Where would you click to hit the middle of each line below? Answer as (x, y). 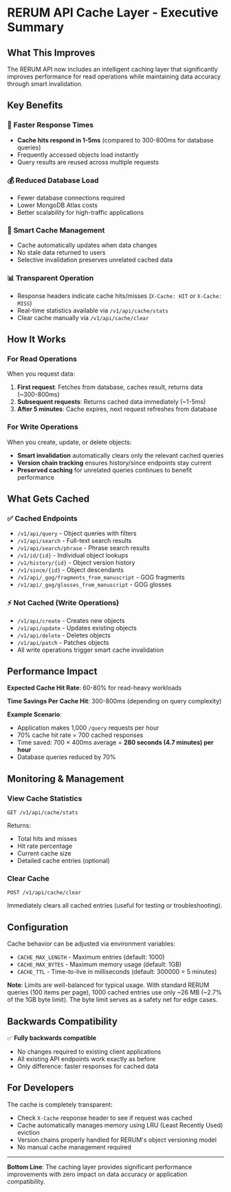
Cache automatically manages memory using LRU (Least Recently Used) (120, 1125)
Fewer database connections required (71, 198)
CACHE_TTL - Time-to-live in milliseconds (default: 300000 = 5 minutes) (117, 972)
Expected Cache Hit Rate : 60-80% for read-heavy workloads (95, 688)
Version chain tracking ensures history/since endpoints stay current (114, 462)
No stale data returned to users (61, 253)
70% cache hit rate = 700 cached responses (80, 735)
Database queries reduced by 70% (66, 757)
